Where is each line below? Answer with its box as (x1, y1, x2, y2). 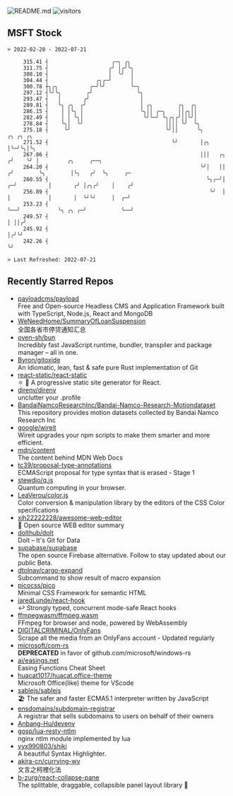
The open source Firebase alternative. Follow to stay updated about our (17, 551, 226, 559)
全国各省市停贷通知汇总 (17, 325, 86, 334)
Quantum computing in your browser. (17, 483, 126, 491)
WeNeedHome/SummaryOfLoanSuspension (17, 317, 146, 325)
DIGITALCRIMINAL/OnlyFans (17, 626, 101, 634)
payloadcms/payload (17, 294, 79, 303)
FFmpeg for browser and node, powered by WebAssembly (17, 619, 188, 627)
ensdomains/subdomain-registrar (17, 704, 115, 713)
